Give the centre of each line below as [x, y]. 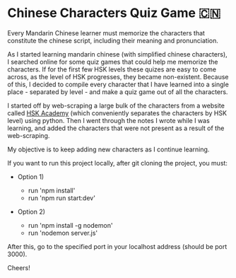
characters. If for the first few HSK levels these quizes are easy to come [112, 69]
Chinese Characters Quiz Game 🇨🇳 [114, 13]
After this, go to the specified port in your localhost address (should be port [117, 246]
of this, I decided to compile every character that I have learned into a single [118, 84]
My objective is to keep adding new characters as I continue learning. [108, 149]
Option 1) [31, 176]
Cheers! [19, 267]
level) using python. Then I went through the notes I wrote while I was [108, 120]
